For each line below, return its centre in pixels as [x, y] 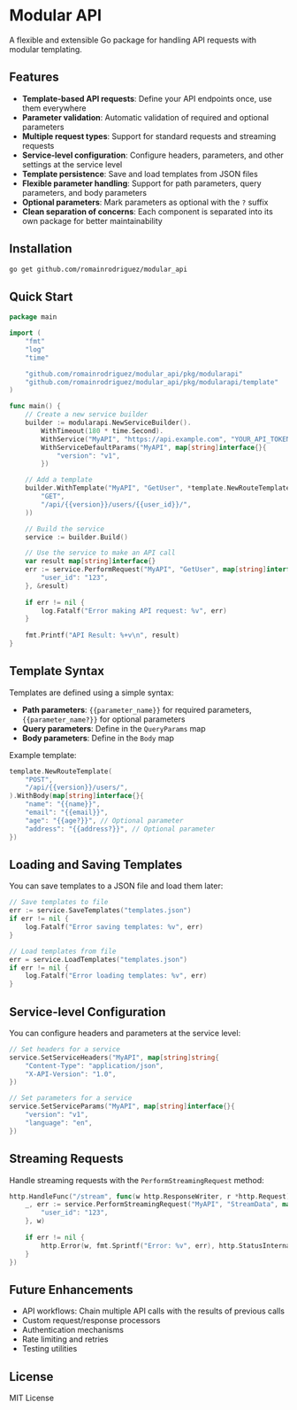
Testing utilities [49, 1349]
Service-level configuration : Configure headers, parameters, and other [153, 155]
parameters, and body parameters [84, 192]
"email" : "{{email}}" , [67, 813]
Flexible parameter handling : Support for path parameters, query [142, 183]
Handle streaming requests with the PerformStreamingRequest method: [137, 1180]
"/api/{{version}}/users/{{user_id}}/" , [116, 504]
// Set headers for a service [65, 1049]
